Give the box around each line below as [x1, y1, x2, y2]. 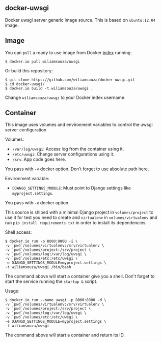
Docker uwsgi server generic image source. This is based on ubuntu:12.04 [5, 17, 156, 23]
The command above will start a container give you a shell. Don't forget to [5, 273, 155, 280]
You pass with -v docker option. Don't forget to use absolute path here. [5, 166, 149, 172]
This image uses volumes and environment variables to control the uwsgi [5, 122, 153, 127]
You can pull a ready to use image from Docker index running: [5, 49, 132, 56]
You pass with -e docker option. [5, 200, 70, 206]
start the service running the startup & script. [5, 279, 98, 284]
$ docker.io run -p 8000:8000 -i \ [5, 239, 78, 244]
